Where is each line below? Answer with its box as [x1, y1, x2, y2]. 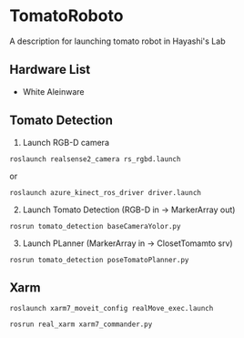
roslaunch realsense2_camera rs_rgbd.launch [9, 154, 181, 164]
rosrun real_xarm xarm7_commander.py [9, 320, 153, 329]
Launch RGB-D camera [22, 137, 109, 148]
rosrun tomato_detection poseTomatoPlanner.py [9, 255, 189, 264]
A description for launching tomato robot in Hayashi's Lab [9, 36, 226, 46]
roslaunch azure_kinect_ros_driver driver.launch [9, 188, 202, 197]
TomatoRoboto [9, 5, 124, 26]
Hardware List [9, 62, 91, 77]
